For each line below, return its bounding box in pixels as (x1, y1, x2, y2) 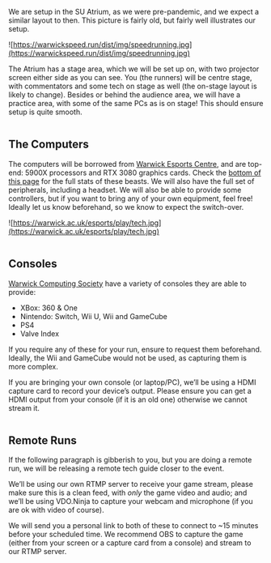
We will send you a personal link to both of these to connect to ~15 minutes (8, 521, 259, 531)
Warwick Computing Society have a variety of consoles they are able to (8, 279, 247, 288)
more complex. (8, 361, 58, 371)
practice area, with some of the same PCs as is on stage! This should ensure (8, 99, 264, 108)
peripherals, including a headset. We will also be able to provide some (8, 185, 242, 194)
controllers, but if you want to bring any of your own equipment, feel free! (8, 194, 253, 203)
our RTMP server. (8, 547, 67, 557)
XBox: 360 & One (19, 303, 78, 313)
